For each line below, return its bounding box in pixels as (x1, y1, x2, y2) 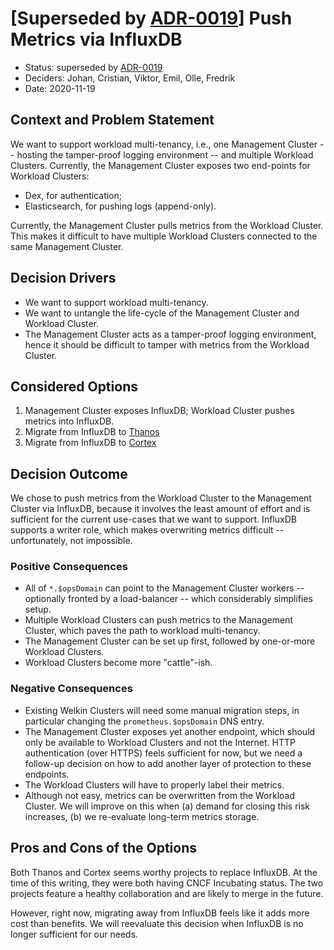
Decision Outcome (10, 465, 128, 482)
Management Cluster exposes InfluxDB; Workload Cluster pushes (24, 405, 295, 417)
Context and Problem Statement (10, 112, 215, 129)
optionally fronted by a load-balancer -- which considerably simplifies (24, 593, 313, 605)
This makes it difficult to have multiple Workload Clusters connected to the (10, 230, 318, 242)
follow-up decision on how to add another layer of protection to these (24, 757, 312, 769)
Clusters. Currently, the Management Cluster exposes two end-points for (10, 159, 311, 171)
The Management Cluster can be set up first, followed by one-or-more (24, 635, 316, 647)
